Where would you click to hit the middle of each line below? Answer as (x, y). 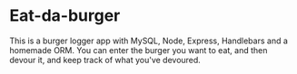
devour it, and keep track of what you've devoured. (105, 60)
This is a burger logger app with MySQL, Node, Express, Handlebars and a (149, 41)
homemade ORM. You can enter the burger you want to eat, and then (139, 50)
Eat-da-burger (65, 16)
